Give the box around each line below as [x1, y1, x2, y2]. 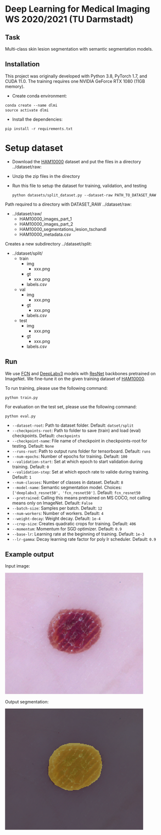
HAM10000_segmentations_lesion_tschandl [19, 226, 107, 232]
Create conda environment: [12, 93, 67, 98]
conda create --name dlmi [5, 103, 57, 108]
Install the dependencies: [12, 116, 63, 122]
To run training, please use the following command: [5, 385, 108, 391]
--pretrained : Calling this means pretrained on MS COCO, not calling [12, 494, 151, 500]
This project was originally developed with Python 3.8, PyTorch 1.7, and [5, 73, 147, 79]
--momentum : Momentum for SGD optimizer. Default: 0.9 [12, 526, 122, 531]
